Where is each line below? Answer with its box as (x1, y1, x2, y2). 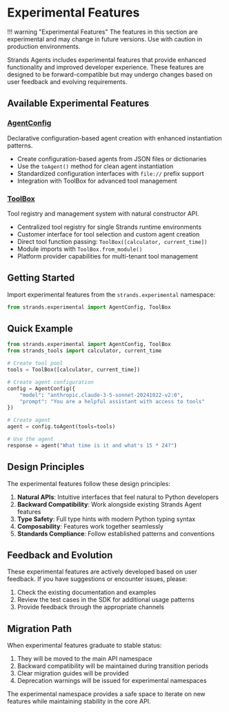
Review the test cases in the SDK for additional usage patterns (17, 596, 195, 604)
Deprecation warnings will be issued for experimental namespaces (17, 677, 207, 685)
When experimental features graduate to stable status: (7, 641, 162, 649)
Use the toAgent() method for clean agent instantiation (17, 162, 174, 170)
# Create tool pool (7, 360, 63, 367)
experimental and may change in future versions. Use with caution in (7, 34, 202, 43)
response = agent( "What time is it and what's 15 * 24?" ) (7, 442, 177, 449)
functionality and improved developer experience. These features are (7, 63, 204, 71)
